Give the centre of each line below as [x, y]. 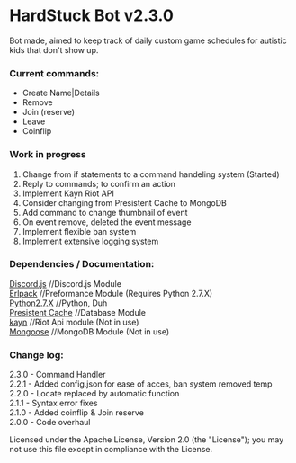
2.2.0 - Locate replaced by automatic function [94, 394]
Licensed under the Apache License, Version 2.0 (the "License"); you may [147, 440]
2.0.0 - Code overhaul [50, 423]
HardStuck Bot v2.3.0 [91, 16]
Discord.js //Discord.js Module [65, 283]
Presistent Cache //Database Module [78, 312]
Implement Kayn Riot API [68, 193]
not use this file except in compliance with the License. [111, 450]
